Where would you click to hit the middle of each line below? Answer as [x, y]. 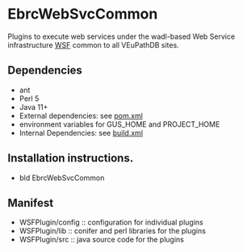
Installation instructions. [71, 158]
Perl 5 [29, 99]
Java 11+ [34, 107]
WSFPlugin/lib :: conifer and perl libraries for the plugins [113, 231]
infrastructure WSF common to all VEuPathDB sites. [93, 44]
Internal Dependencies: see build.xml [81, 132]
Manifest [31, 203]
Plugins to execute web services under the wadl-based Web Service [121, 36]
